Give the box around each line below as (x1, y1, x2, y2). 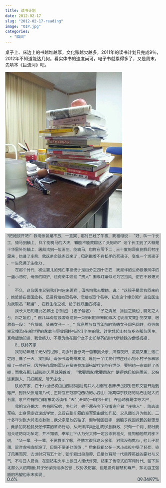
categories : (5, 29, 30, 34)
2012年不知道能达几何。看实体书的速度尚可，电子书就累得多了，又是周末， (5, 55, 160, 61)
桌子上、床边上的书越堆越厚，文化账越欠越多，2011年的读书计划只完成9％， (5, 49, 161, 55)
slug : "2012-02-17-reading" (5, 18, 64, 23)
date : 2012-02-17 (5, 13, 41, 18)
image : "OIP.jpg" (5, 24, 41, 29)
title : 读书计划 (5, 8, 36, 13)
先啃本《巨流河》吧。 (5, 62, 49, 67)
